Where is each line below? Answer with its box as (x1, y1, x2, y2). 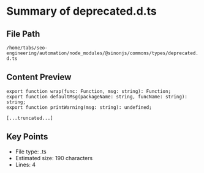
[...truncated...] (6, 115, 53, 121)
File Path (6, 29, 40, 39)
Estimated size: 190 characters (15, 154, 93, 161)
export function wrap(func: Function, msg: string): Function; (6, 88, 172, 94)
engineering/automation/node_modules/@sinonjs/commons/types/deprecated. (6, 50, 199, 56)
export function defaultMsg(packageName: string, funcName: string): (6, 94, 188, 100)
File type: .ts (15, 148, 47, 155)
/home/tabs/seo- (6, 45, 48, 51)
